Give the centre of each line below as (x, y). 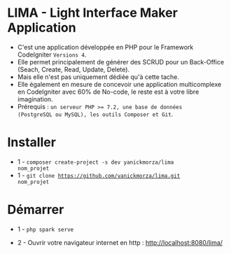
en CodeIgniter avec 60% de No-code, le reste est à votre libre (108, 92)
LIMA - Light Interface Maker (93, 13)
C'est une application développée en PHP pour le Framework (105, 47)
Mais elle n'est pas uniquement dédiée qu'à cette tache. (98, 77)
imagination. (35, 99)
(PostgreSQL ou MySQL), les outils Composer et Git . (95, 114)
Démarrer (36, 210)
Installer (31, 142)
